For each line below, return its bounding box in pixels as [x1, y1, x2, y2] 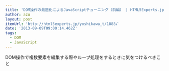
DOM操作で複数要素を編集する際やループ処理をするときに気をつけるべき [5, 54, 157, 60]
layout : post [5, 16, 33, 21]
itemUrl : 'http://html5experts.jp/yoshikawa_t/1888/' [5, 21, 121, 26]
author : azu [5, 12, 30, 17]
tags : [5, 30, 17, 35]
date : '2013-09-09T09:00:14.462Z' [5, 26, 78, 31]
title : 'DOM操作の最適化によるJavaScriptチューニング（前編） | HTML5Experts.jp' [5, 7, 166, 12]
